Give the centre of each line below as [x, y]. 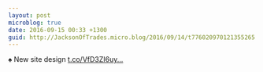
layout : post [30, 15]
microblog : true [35, 23]
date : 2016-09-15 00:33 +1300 [58, 30]
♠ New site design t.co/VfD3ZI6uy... [66, 59]
